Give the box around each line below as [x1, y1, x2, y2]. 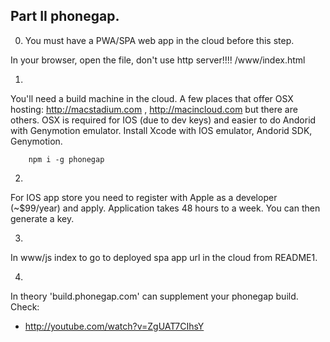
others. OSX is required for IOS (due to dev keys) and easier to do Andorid [10, 114, 317, 126]
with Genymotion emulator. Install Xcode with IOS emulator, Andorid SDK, [10, 124, 313, 136]
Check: [10, 300, 40, 313]
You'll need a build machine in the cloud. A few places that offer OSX [10, 92, 294, 104]
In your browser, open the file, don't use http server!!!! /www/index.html [10, 54, 306, 66]
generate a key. [10, 212, 75, 224]
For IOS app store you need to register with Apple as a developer [10, 191, 278, 203]
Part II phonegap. [10, 8, 120, 25]
